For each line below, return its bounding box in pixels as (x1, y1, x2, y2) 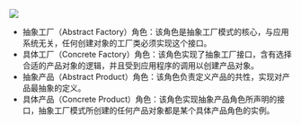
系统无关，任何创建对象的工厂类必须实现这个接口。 (22, 38, 212, 49)
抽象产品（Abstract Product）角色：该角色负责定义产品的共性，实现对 (22, 72, 283, 82)
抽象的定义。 (38, 83, 86, 93)
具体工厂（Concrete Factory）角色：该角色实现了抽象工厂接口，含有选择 (22, 49, 292, 59)
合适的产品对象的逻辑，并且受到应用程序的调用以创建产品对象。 (22, 60, 259, 71)
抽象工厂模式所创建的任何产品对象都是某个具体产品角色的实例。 (38, 105, 275, 116)
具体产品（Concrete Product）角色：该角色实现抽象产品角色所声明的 (22, 94, 278, 104)
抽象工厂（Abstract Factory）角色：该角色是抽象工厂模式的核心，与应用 (22, 27, 289, 37)
